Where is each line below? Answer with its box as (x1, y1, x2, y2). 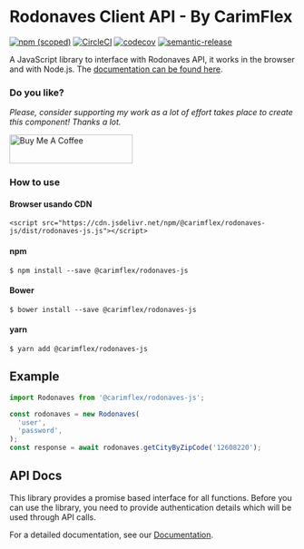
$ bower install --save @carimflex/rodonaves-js (9, 305, 197, 314)
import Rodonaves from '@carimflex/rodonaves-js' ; (9, 393, 205, 402)
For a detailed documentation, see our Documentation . (9, 529, 214, 540)
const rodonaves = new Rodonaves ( (9, 409, 141, 418)
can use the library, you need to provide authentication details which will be (9, 502, 292, 513)
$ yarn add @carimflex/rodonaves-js (9, 344, 148, 353)
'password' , (17, 426, 64, 436)
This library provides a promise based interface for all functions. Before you (9, 492, 292, 503)
